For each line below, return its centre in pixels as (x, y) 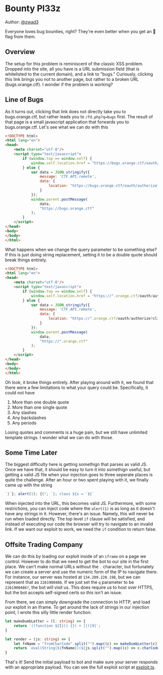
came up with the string (29, 485)
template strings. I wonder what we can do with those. (59, 437)
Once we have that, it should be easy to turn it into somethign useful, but (78, 470)
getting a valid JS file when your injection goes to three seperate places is (79, 475)
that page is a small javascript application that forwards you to (67, 122)
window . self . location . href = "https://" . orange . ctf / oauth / (92, 296)
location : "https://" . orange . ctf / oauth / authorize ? (100, 319)
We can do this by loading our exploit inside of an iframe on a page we (76, 557)
